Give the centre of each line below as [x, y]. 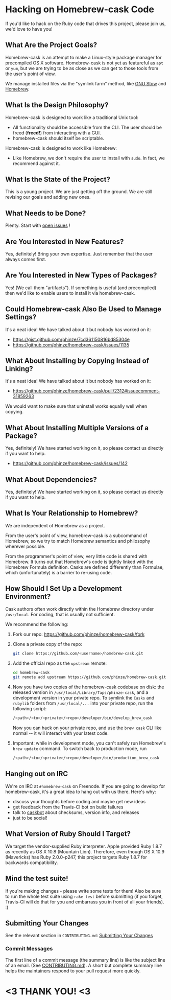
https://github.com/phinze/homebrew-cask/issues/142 [70, 463]
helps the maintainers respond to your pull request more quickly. [73, 971]
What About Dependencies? [51, 480]
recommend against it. [36, 163]
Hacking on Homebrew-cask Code [80, 9]
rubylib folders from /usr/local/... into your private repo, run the [83, 703]
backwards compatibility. [32, 863]
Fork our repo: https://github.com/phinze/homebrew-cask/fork [79, 634]
